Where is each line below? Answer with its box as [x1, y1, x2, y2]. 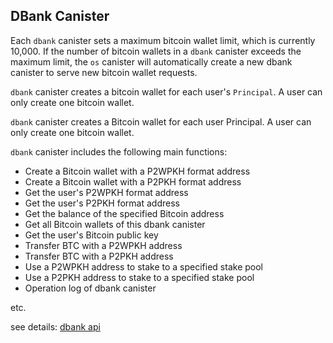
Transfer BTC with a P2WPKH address [24, 239, 183, 251]
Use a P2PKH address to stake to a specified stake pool [24, 271, 255, 283]
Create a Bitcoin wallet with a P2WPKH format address [24, 165, 251, 177]
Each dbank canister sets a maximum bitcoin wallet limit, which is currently [10, 34, 316, 46]
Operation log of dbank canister [24, 282, 157, 294]
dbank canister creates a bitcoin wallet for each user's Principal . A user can [10, 85, 323, 98]
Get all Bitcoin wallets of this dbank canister [24, 218, 206, 230]
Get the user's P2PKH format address [24, 197, 180, 209]
